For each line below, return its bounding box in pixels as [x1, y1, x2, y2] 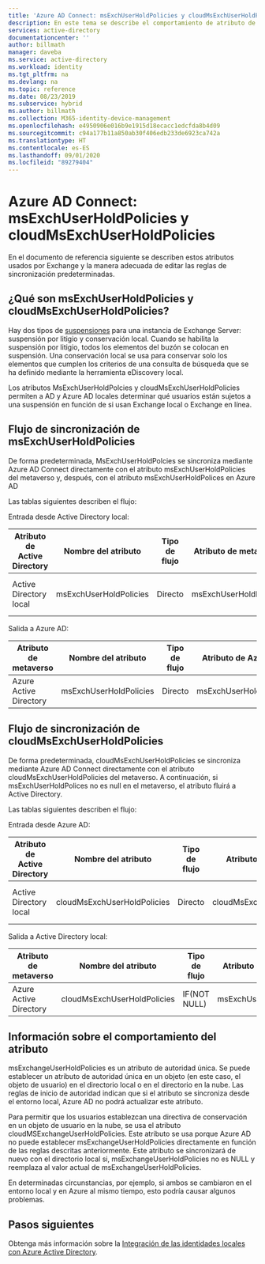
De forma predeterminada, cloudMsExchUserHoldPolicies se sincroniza [8, 755, 241, 765]
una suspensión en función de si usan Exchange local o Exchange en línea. [8, 399, 252, 409]
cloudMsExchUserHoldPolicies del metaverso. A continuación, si [8, 772, 218, 781]
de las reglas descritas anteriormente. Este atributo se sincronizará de [8, 1146, 237, 1156]
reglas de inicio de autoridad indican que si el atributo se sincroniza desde [8, 1088, 250, 1098]
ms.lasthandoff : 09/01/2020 [8, 151, 101, 159]
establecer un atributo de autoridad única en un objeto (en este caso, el [8, 1072, 241, 1081]
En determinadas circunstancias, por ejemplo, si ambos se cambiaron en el [8, 1178, 252, 1187]
